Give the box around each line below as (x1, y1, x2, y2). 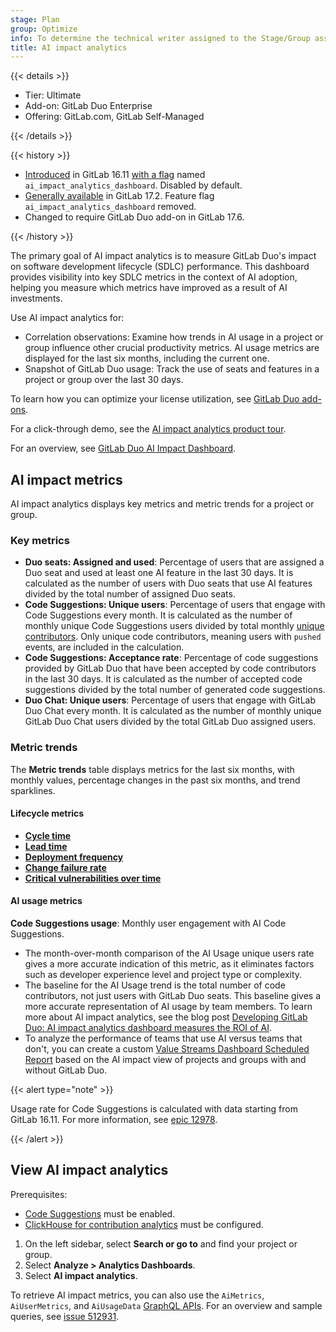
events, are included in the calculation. (24, 641, 185, 653)
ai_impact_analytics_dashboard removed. (24, 201, 197, 213)
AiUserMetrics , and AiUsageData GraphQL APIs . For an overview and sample (10, 1299, 323, 1311)
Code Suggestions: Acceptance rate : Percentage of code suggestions (24, 652, 319, 664)
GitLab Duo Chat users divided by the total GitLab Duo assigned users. (24, 716, 317, 728)
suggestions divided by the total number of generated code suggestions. (24, 684, 326, 696)
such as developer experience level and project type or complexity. (24, 969, 303, 981)
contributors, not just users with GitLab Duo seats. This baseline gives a (24, 990, 321, 1002)
